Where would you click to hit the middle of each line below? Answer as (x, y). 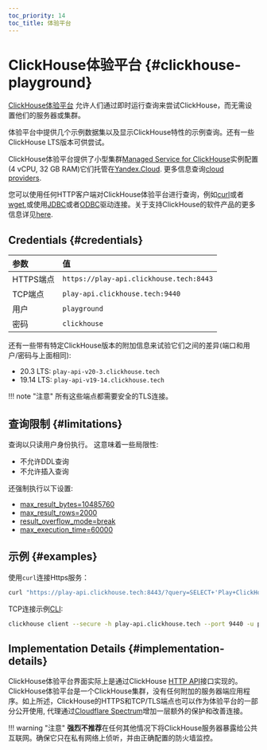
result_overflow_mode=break (68, 521)
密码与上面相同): (44, 355)
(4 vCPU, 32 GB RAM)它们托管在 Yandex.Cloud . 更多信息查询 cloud (116, 169)
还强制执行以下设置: (41, 489)
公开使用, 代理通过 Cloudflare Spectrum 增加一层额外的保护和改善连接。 (131, 711)
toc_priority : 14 (37, 16)
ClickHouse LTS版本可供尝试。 (58, 142)
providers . (25, 178)
